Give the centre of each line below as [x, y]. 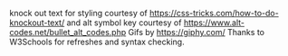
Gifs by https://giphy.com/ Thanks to [197, 32]
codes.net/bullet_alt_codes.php [68, 32]
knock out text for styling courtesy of [78, 13]
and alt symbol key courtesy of [124, 23]
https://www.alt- [214, 23]
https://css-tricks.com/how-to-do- [214, 13]
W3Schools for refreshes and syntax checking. [97, 42]
